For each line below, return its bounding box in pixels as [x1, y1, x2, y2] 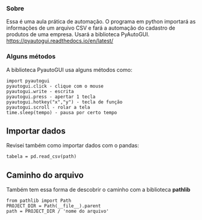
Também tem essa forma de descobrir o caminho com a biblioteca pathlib [6, 186, 191, 193]
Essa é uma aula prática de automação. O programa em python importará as [6, 18, 196, 25]
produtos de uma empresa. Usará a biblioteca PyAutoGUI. [6, 31, 150, 38]
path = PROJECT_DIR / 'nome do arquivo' [6, 209, 110, 215]
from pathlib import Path [6, 198, 71, 204]
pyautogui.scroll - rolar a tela [6, 104, 90, 110]
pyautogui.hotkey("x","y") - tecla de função [6, 99, 122, 105]
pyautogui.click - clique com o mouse [6, 83, 104, 89]
